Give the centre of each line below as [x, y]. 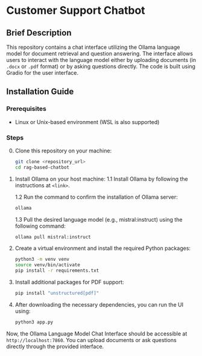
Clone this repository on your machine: [63, 151]
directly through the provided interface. [55, 346]
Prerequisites [26, 109]
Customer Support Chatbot [76, 11]
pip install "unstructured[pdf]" [57, 293]
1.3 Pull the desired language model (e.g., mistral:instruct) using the [99, 219]
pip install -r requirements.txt [57, 271]
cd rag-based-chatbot [42, 167]
